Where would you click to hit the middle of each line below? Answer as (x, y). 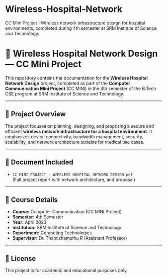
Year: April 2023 (29, 222)
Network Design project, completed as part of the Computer (68, 83)
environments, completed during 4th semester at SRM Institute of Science (81, 28)
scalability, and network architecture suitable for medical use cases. (75, 142)
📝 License (21, 258)
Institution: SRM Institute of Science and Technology (67, 228)
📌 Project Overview (36, 114)
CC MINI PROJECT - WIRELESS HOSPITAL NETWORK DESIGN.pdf (73, 175)
